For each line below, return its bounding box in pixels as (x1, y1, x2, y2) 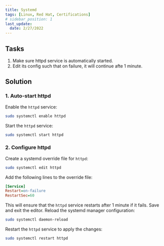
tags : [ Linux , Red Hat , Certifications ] (5, 12, 91, 17)
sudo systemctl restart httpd (5, 236, 68, 241)
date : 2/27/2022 (9, 26, 43, 31)
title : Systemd (5, 7, 37, 12)
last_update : (5, 21, 32, 26)
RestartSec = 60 (5, 193, 35, 198)
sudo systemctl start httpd (5, 132, 64, 137)
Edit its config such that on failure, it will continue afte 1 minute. (12, 63, 142, 69)
